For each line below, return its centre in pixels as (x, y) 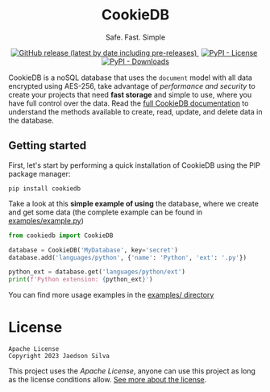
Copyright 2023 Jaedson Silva (59, 357)
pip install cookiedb (45, 188)
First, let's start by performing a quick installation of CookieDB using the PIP (134, 165)
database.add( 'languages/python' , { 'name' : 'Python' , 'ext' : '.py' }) (128, 257)
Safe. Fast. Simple (135, 37)
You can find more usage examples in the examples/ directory (111, 295)
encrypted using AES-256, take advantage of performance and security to (132, 85)
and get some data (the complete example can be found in (106, 212)
